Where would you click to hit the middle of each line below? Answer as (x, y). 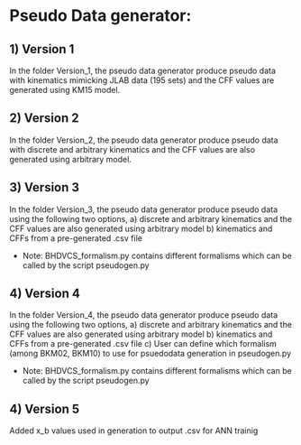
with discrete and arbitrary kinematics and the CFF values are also (132, 149)
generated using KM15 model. (65, 90)
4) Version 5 (44, 408)
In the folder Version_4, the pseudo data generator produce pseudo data (144, 315)
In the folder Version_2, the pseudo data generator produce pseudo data (144, 140)
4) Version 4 (45, 294)
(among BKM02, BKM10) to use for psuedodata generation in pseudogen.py (150, 354)
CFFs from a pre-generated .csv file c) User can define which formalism (143, 344)
